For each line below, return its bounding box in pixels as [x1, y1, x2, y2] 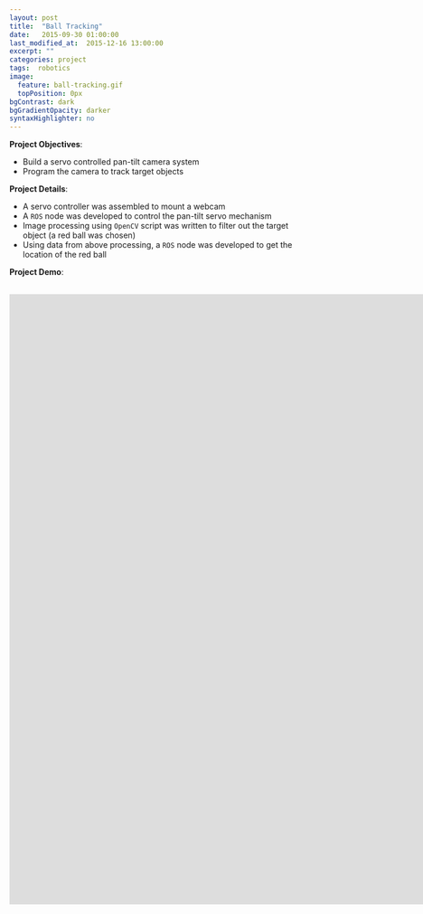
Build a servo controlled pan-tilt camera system [22, 156, 200, 167]
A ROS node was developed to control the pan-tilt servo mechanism [22, 211, 273, 221]
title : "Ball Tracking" [9, 22, 103, 31]
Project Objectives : [9, 139, 83, 150]
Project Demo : [9, 267, 64, 278]
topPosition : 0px [17, 89, 83, 98]
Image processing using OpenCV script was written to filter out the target [22, 221, 289, 231]
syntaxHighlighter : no [9, 114, 95, 123]
